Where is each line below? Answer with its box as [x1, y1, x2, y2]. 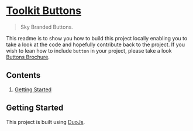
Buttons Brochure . [6, 53, 50, 60]
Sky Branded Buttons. [20, 23, 73, 30]
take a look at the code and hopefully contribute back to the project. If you [6, 41, 185, 48]
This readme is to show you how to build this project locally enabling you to [6, 35, 188, 42]
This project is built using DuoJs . [6, 118, 85, 125]
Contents [6, 70, 41, 80]
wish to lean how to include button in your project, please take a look [6, 47, 172, 54]
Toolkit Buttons [6, 4, 82, 18]
